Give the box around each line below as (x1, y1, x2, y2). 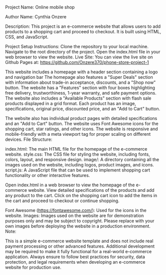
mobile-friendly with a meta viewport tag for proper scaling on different (5, 131, 151, 137)
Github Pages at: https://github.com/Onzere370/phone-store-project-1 (5, 59, 149, 65)
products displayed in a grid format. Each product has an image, (5, 101, 136, 106)
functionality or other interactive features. (5, 172, 90, 178)
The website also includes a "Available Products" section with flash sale (5, 95, 152, 101)
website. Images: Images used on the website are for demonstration (5, 213, 144, 219)
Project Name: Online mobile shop (5, 4, 75, 10)
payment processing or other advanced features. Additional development (5, 243, 155, 249)
